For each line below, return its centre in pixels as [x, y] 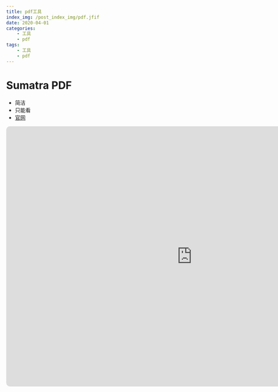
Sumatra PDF [39, 85]
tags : [13, 45]
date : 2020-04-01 [28, 23]
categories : [21, 28]
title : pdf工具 [24, 12]
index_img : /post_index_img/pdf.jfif [53, 17]
